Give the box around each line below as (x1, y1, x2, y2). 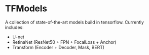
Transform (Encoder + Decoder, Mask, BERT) (12, 44, 105, 50)
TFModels (5, 3, 47, 14)
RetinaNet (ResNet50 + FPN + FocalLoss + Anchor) (12, 39, 117, 45)
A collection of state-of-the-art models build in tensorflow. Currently (5, 19, 144, 25)
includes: (5, 24, 24, 30)
